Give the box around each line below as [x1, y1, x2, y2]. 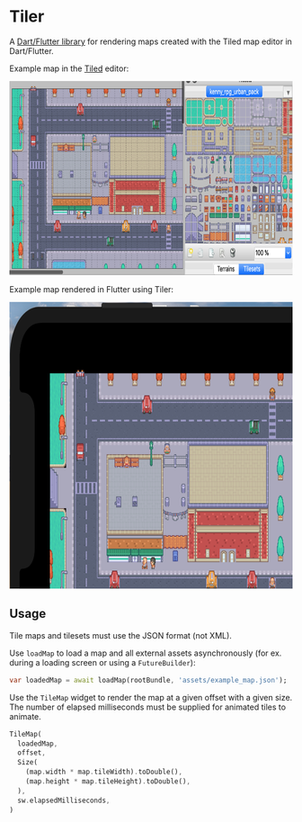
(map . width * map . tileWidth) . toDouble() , [25, 767, 182, 777]
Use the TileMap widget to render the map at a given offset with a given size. [9, 692, 293, 702]
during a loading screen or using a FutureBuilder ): [9, 657, 196, 667]
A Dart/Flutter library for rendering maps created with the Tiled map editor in [9, 36, 292, 47]
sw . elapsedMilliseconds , [17, 796, 111, 805]
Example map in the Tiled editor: [9, 63, 129, 74]
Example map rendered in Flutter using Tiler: [9, 283, 173, 294]
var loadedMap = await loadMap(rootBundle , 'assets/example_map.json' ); [9, 675, 288, 684]
